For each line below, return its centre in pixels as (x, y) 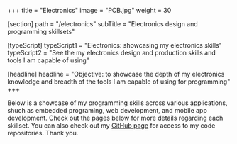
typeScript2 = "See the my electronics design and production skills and (112, 53)
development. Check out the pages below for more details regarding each (115, 118)
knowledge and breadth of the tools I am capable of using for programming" (119, 82)
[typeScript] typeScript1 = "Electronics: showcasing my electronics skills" (115, 45)
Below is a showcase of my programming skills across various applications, (117, 103)
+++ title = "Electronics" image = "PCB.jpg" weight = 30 (89, 10)
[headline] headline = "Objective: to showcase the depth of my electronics (116, 74)
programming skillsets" (41, 32)
